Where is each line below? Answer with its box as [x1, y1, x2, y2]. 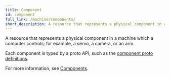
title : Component [5, 7, 42, 13]
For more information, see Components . [5, 65, 89, 71]
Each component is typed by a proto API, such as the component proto [5, 50, 153, 56]
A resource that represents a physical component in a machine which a [5, 35, 153, 41]
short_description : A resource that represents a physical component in [5, 21, 162, 27]
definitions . [5, 56, 29, 62]
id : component [5, 12, 35, 17]
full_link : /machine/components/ [5, 17, 76, 22]
